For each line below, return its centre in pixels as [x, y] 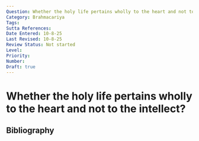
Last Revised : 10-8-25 [34, 39]
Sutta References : [29, 28]
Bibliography [30, 130]
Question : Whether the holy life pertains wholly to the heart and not [96, 12]
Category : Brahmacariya [36, 17]
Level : [14, 50]
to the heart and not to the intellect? [96, 109]
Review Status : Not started [41, 45]
